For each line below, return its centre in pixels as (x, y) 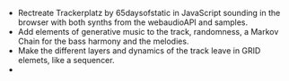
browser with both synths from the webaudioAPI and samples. (133, 22)
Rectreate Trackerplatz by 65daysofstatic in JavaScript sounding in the (149, 13)
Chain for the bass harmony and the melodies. (103, 41)
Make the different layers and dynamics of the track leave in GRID (139, 51)
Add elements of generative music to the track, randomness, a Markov (148, 32)
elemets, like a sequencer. (66, 60)
